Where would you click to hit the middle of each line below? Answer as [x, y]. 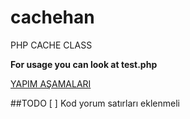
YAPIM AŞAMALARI [51, 83]
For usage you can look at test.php [84, 64]
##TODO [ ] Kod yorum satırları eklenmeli [95, 103]
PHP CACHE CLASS [51, 45]
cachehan [52, 17]
